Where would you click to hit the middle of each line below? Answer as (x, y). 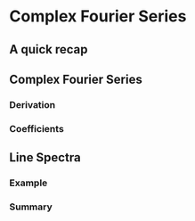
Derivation (32, 104)
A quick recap (49, 49)
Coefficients (37, 128)
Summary (31, 207)
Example (28, 183)
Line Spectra (45, 158)
